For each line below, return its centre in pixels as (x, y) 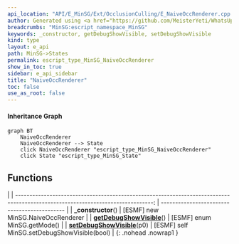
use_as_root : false (36, 93)
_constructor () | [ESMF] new (116, 210)
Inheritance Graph (35, 116)
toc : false (23, 87)
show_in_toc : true (34, 67)
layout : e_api (28, 47)
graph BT (20, 131)
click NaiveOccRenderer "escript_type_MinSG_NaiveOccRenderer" (116, 150)
